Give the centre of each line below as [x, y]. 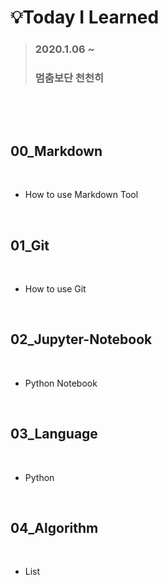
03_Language [54, 434]
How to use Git [55, 289]
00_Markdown [56, 151]
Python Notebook [61, 383]
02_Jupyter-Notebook [81, 339]
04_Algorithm [54, 528]
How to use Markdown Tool [81, 195]
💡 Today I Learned [85, 17]
